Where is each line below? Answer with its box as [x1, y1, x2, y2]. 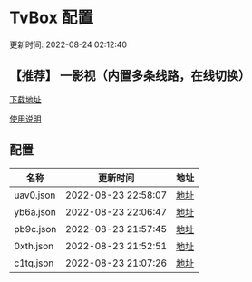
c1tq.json [14, 257, 54, 269]
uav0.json [14, 189, 56, 201]
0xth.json [14, 239, 54, 252]
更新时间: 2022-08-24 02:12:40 [9, 39, 128, 50]
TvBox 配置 [9, 7, 93, 28]
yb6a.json [14, 205, 56, 218]
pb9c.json [14, 222, 57, 235]
